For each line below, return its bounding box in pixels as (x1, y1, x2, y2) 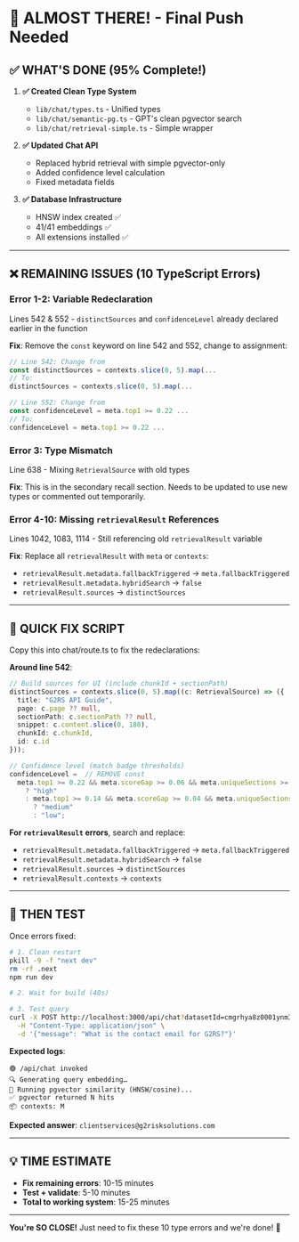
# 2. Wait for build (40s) (9, 988, 109, 998)
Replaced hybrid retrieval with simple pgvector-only (35, 158, 226, 168)
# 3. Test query (9, 1005, 69, 1014)
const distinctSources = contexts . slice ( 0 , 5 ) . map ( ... (9, 365, 217, 375)
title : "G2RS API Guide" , (17, 695, 114, 704)
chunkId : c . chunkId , (17, 729, 93, 738)
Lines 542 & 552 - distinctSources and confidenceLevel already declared (9, 313, 279, 324)
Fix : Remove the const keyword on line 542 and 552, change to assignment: (9, 340, 287, 351)
